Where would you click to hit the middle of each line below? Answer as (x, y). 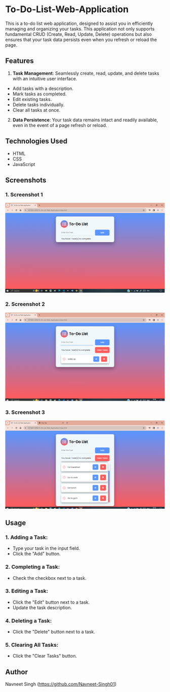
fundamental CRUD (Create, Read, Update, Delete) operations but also (78, 34)
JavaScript (24, 164)
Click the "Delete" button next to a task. (54, 632)
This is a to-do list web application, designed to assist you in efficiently (79, 23)
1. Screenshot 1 (24, 194)
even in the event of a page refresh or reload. (60, 125)
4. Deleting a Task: (29, 620)
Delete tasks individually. (38, 105)
